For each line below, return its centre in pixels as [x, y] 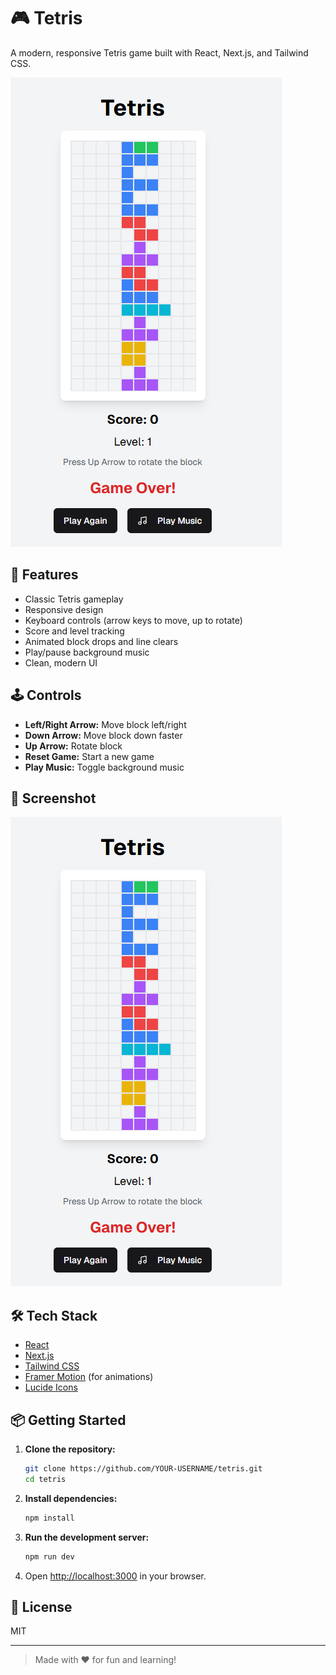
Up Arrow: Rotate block [73, 746]
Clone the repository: [70, 1449]
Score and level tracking [74, 631]
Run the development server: [87, 1537]
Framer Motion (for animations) [89, 1377]
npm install [49, 1518]
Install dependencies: [71, 1498]
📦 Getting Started [68, 1420]
